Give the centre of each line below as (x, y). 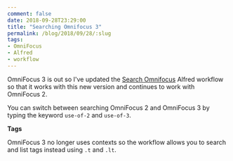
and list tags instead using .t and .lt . (62, 149)
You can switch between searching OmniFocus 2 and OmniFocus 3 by (108, 107)
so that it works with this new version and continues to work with (101, 86)
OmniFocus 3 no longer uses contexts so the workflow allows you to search (117, 142)
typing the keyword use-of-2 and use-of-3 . (69, 115)
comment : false (29, 14)
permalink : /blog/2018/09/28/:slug (59, 33)
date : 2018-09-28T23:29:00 (47, 20)
